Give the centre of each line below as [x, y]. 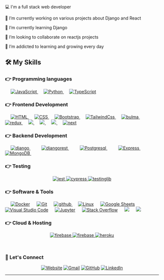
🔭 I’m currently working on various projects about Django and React [73, 18]
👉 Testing [18, 166]
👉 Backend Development [36, 136]
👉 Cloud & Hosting [28, 222]
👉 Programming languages [39, 79]
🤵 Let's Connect [24, 258]
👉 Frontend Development [37, 104]
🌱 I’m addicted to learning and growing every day [54, 46]
